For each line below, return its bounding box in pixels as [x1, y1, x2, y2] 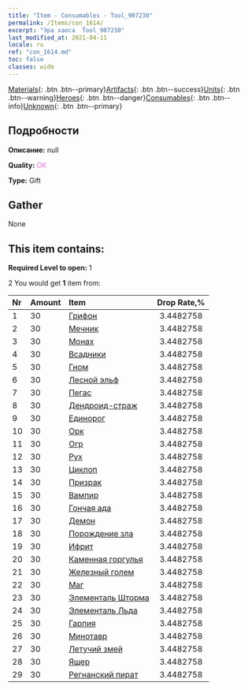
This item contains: [8, 242, 105, 255]
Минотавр [68, 631, 108, 642]
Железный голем [68, 567, 135, 578]
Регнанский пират [68, 669, 139, 681]
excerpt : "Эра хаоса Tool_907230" [8, 26, 125, 34]
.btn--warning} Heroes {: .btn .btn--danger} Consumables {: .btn [8, 92, 210, 103]
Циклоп [68, 464, 98, 476]
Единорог [68, 413, 106, 424]
